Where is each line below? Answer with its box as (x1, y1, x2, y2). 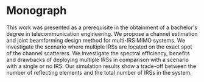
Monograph (6, 4, 67, 18)
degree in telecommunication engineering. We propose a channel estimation (6, 30, 198, 37)
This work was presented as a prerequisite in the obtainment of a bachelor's (6, 24, 198, 31)
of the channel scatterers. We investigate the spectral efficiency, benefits (6, 49, 190, 56)
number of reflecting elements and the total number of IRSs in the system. (6, 69, 192, 76)
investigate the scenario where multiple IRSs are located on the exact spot (6, 43, 192, 50)
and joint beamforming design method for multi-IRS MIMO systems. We (6, 36, 186, 44)
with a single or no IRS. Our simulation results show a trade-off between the (6, 62, 197, 70)
